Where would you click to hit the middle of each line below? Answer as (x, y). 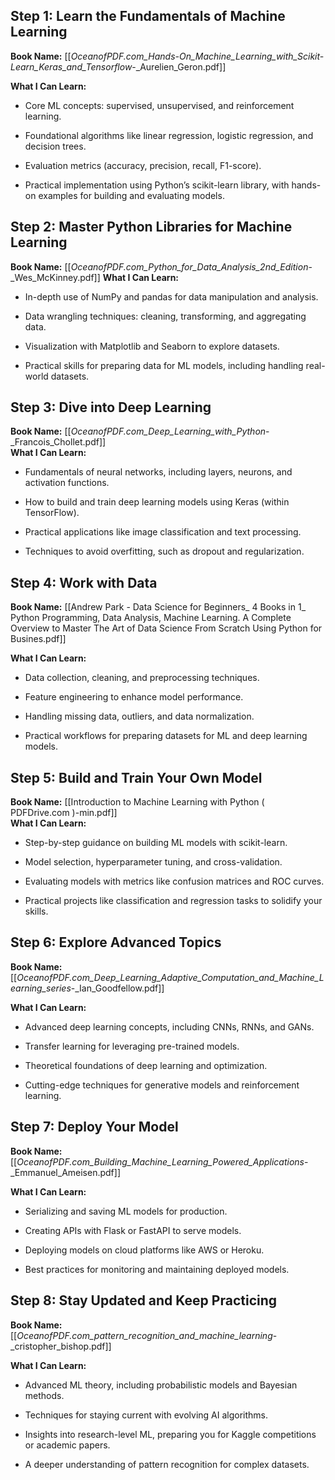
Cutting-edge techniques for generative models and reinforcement (162, 1085)
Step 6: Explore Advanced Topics (116, 942)
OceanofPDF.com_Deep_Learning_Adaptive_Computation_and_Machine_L (170, 977)
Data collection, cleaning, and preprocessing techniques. (142, 678)
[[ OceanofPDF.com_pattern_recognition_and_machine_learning (141, 1335)
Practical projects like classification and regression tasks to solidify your (173, 901)
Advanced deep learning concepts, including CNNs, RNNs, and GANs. (169, 1026)
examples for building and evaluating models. (131, 195)
